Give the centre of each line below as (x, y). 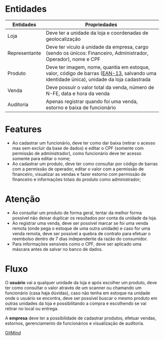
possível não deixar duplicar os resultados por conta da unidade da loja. (84, 218)
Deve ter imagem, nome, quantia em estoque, (98, 67)
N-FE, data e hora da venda (78, 93)
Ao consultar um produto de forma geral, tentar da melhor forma (77, 213)
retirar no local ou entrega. (32, 308)
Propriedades (101, 24)
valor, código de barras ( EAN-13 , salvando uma (101, 73)
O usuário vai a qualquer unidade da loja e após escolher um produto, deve (81, 282)
